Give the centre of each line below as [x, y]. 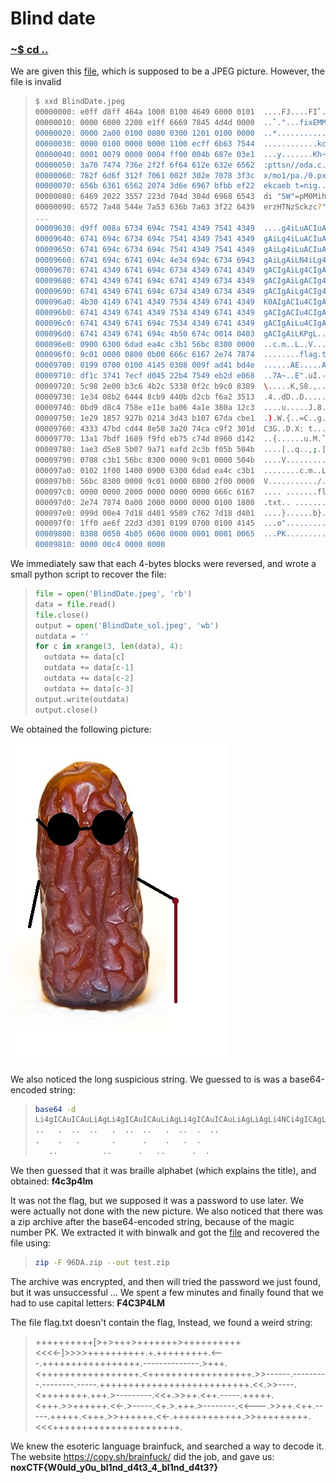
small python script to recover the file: [88, 574]
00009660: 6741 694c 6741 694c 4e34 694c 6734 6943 [144, 260]
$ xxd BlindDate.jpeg [79, 102]
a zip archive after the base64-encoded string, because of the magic [152, 1221]
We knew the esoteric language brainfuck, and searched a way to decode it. [167, 1446]
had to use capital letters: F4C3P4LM [87, 1303]
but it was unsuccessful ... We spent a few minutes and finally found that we [167, 1292]
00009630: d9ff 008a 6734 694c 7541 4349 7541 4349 [144, 228]
